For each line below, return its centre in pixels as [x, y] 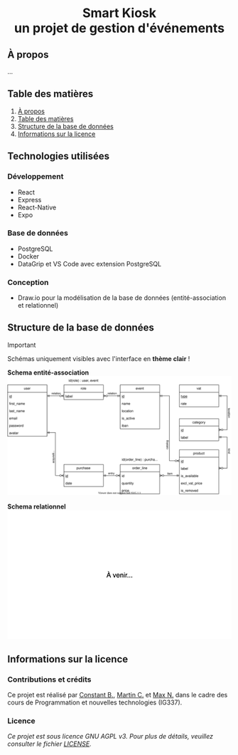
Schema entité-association [48, 373]
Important [22, 345]
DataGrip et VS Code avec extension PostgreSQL [90, 264]
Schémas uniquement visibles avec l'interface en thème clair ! [99, 358]
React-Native [37, 207]
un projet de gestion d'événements [119, 28]
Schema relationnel [37, 506]
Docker [28, 256]
